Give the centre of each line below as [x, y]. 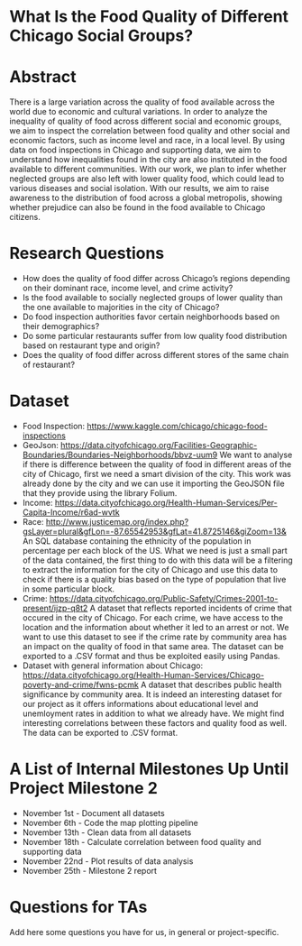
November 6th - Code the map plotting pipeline [110, 822]
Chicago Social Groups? [101, 36]
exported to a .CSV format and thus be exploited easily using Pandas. [151, 656]
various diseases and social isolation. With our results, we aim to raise [139, 188]
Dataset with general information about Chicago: [113, 666]
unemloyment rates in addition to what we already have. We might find [153, 713]
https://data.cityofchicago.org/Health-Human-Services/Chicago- [143, 675]
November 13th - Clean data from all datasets [107, 832]
